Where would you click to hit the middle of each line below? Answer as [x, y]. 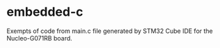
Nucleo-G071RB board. [39, 38]
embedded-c [45, 12]
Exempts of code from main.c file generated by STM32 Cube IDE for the [110, 31]
